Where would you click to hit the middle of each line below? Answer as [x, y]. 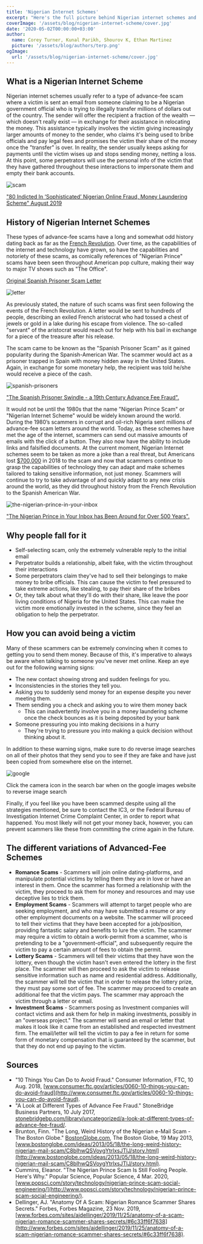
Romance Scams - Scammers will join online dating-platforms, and [99, 872]
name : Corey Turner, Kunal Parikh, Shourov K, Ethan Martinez [92, 40]
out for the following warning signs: [51, 667]
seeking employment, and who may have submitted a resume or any [100, 911]
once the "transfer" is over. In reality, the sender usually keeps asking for [97, 148]
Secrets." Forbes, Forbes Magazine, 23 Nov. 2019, [78, 1208]
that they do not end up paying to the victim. [70, 1046]
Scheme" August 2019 [34, 203]
